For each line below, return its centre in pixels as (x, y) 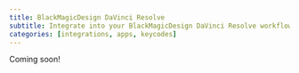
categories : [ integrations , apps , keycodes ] (93, 34)
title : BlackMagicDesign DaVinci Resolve (87, 17)
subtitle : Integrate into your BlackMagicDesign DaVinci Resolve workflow (151, 26)
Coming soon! (35, 60)
